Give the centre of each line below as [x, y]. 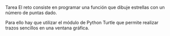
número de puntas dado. [31, 13]
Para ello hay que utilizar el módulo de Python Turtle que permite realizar [82, 23]
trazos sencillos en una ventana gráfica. [47, 28]
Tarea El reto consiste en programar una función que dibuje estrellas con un [85, 7]
